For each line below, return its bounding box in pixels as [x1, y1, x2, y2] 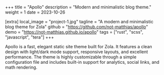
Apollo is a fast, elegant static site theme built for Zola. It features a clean [5, 44, 153, 49]
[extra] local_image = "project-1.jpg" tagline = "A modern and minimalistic [5, 19, 154, 24]
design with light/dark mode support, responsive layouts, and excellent [5, 49, 148, 55]
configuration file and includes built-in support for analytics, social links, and [5, 59, 160, 65]
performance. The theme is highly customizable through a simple [5, 54, 137, 60]
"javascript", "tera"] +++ [5, 34, 54, 40]
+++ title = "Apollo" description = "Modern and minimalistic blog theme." [5, 4, 152, 10]
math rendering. [5, 64, 38, 70]
